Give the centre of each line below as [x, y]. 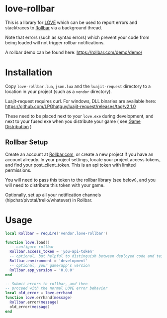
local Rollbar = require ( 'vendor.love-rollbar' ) [56, 233]
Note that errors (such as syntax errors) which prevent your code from [77, 37]
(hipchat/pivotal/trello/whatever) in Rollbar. [49, 200]
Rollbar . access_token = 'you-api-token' [52, 252]
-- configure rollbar [32, 247]
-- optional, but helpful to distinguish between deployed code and [82, 256]
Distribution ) [18, 126]
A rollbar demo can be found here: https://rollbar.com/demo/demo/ [74, 52]
